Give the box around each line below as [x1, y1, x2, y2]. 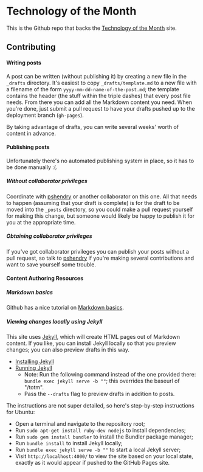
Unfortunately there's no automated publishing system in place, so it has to [6, 157, 194, 164]
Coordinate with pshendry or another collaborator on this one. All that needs [6, 193, 198, 200]
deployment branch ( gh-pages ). [6, 111, 84, 119]
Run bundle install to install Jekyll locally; [15, 440, 123, 447]
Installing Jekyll [15, 358, 55, 366]
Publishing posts [6, 144, 50, 151]
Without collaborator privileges [6, 178, 88, 185]
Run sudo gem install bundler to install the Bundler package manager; [15, 433, 193, 440]
